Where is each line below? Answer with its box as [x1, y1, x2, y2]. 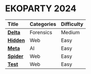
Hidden [7, 37, 25, 44]
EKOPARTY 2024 [5, 3, 77, 14]
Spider [7, 52, 24, 59]
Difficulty [61, 21, 84, 27]
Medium [61, 29, 80, 36]
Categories [29, 21, 57, 27]
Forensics [29, 29, 53, 36]
